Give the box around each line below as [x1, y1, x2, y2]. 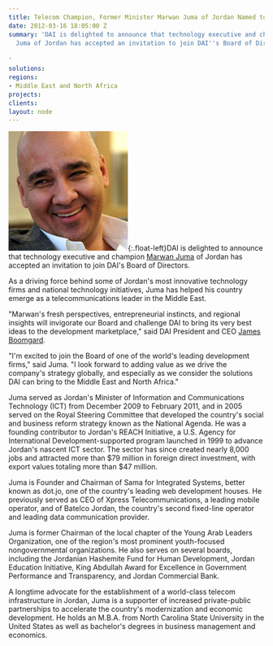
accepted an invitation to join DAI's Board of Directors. [8, 260, 191, 270]
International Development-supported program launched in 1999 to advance [8, 436, 263, 446]
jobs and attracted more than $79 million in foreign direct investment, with [8, 453, 256, 463]
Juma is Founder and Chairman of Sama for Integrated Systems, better [8, 478, 245, 487]
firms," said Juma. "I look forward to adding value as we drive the [8, 360, 227, 369]
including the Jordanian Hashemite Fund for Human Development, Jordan [8, 554, 255, 564]
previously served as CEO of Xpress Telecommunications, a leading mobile [8, 495, 260, 504]
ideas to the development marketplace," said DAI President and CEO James [8, 326, 262, 337]
